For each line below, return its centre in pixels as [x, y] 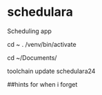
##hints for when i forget [42, 84]
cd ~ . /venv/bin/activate [42, 44]
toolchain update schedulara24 [51, 71]
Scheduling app [29, 31]
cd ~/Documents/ [32, 57]
